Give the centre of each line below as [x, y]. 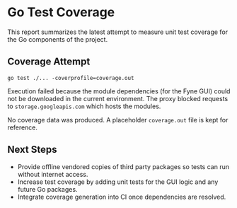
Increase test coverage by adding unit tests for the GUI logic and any [118, 182]
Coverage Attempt [49, 62]
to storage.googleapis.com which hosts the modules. [84, 106]
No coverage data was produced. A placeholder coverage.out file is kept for [118, 120]
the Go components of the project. [58, 39]
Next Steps [32, 150]
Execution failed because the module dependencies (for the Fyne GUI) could [119, 91]
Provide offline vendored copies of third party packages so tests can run [123, 166]
